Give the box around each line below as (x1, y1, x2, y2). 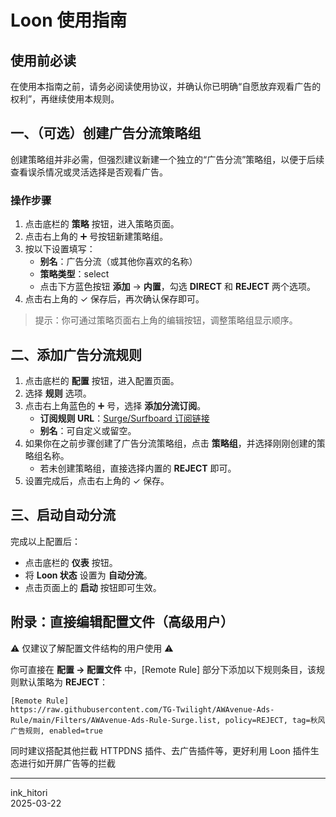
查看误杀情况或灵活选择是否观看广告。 (10, 166, 168, 178)
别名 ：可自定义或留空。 (39, 424, 137, 436)
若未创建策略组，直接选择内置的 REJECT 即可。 (39, 462, 237, 474)
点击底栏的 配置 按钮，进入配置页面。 (24, 374, 180, 386)
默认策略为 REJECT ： (18, 676, 109, 688)
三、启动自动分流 (10, 507, 116, 524)
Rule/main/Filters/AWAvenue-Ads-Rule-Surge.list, (10, 715, 222, 725)
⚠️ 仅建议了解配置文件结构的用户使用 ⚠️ (10, 642, 174, 654)
